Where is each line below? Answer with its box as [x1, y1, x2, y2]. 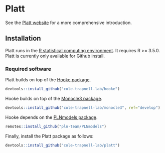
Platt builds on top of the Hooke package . [5, 77, 91, 83]
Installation [5, 34, 41, 43]
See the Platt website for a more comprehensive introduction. [5, 20, 132, 26]
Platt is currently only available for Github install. [5, 53, 105, 59]
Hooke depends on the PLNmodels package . [5, 114, 98, 120]
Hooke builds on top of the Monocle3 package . [5, 95, 103, 101]
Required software [5, 65, 52, 72]
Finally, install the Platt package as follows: [5, 133, 94, 139]
